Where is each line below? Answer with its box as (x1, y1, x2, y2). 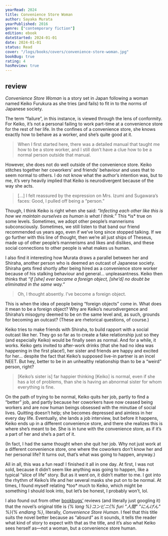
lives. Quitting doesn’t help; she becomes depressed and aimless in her (5, 410, 153, 416)
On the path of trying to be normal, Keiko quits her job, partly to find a (5, 394, 149, 400)
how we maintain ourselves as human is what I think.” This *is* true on (5, 213, 152, 219)
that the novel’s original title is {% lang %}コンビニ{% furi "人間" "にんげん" (5, 503, 161, 509)
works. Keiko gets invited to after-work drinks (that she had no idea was (5, 342, 154, 348)
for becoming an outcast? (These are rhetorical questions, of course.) (5, 316, 149, 322)
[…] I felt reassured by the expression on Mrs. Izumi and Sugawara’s (17, 193, 158, 199)
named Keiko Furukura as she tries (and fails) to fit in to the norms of (5, 100, 147, 106)
